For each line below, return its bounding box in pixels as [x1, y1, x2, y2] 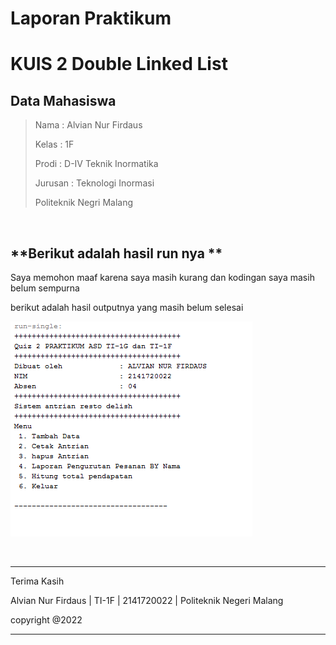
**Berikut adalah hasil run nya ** [10, 245, 223, 262]
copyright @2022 [10, 614, 83, 626]
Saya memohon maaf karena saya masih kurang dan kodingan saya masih [10, 272, 315, 283]
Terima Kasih [10, 575, 65, 587]
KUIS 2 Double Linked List [10, 53, 228, 76]
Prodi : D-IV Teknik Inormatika [34, 158, 159, 170]
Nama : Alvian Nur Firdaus [34, 119, 143, 131]
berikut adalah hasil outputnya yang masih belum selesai [10, 302, 244, 313]
